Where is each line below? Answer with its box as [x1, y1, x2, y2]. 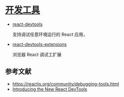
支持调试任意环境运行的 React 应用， [12, 31, 88, 37]
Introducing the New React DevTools [12, 86, 88, 92]
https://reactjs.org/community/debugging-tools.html [12, 81, 119, 87]
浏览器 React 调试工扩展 [12, 51, 62, 57]
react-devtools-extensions [12, 41, 67, 47]
